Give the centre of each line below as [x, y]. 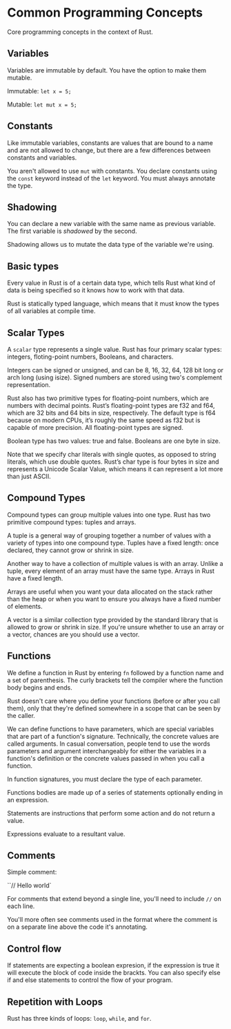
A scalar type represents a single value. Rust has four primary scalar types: [114, 349]
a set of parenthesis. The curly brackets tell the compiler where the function [115, 680]
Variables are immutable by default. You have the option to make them [107, 70]
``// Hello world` [29, 885]
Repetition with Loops [55, 1002]
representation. [29, 385]
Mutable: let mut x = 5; [42, 104]
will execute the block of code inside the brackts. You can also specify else [114, 973]
